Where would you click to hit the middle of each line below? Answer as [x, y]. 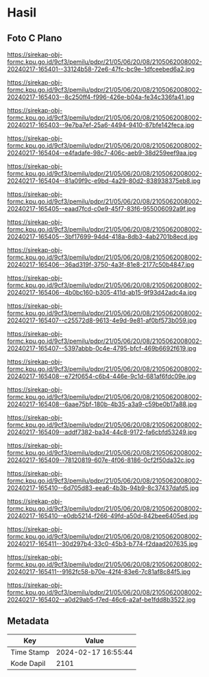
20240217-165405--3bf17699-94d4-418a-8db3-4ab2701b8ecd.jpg [102, 236]
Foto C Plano [35, 38]
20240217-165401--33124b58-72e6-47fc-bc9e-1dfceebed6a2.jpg [101, 69]
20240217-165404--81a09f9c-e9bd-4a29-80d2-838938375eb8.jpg [104, 181]
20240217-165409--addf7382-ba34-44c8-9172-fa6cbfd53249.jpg [102, 432]
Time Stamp [30, 652]
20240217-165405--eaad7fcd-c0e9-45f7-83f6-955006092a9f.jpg [102, 209]
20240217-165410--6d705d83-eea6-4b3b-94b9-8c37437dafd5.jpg [103, 488]
